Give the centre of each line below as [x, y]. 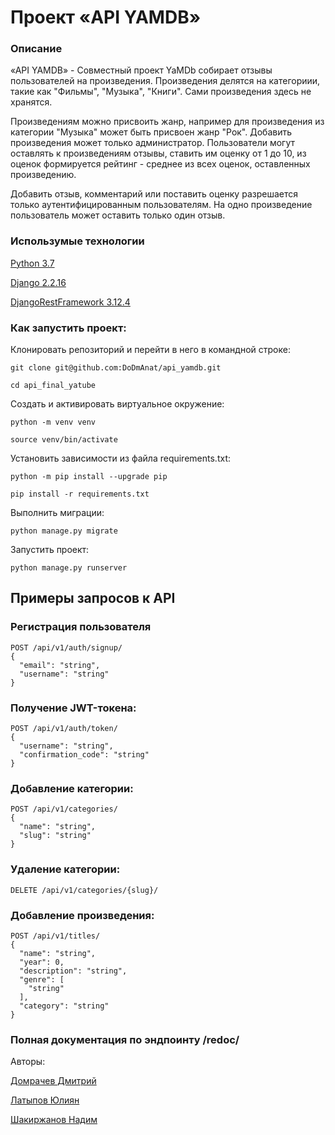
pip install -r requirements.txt [80, 494]
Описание [36, 49]
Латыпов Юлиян [45, 1100]
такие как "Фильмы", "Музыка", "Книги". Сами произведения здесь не [161, 92]
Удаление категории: [65, 869]
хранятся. [31, 102]
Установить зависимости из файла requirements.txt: [120, 458]
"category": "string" [64, 1006]
